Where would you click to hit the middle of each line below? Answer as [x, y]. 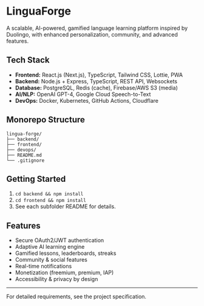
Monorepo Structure [46, 120]
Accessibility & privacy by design [56, 279]
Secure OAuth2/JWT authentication [59, 240]
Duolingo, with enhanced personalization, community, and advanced [92, 34]
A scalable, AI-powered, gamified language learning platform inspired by [97, 28]
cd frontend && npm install [50, 201]
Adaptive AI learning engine [50, 247]
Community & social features [51, 260]
